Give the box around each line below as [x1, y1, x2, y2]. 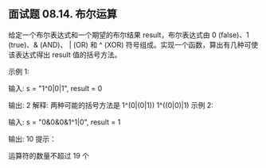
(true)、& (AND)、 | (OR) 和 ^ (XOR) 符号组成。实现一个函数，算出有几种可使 [8, 40, 259, 49]
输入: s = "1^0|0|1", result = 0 [8, 83, 103, 93]
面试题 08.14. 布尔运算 [8, 7, 118, 21]
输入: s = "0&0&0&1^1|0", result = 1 [8, 117, 121, 127]
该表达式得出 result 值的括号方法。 [8, 50, 122, 59]
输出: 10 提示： [8, 134, 57, 143]
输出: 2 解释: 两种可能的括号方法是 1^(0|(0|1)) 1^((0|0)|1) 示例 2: [8, 100, 213, 109]
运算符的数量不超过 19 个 [8, 151, 90, 160]
